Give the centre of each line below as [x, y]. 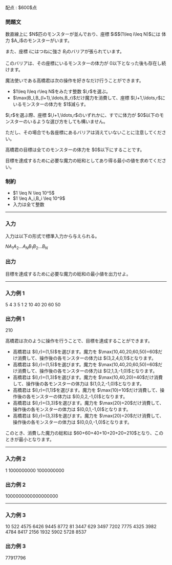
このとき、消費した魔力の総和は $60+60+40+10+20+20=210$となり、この [84, 433]
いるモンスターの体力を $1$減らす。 [50, 104]
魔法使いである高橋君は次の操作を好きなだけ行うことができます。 [75, 80]
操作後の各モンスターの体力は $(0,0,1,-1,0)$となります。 [72, 409]
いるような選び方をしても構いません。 [68, 121]
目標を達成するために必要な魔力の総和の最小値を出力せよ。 [68, 274]
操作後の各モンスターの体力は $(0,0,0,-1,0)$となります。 [72, 422]
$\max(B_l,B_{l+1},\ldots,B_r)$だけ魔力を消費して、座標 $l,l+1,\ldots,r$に [89, 98]
